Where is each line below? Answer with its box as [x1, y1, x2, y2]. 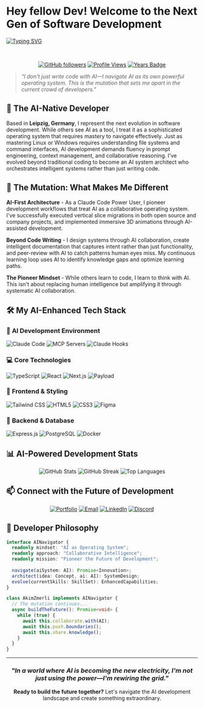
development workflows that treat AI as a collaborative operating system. [6, 205, 189, 212]
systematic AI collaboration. [6, 287, 76, 294]
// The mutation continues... [12, 601, 88, 607]
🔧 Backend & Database [6, 416, 75, 424]
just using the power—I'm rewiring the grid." [35, 674, 169, 682]
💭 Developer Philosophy [6, 523, 99, 533]
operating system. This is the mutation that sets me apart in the [21, 79, 181, 86]
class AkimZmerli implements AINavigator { [6, 595, 118, 601]
